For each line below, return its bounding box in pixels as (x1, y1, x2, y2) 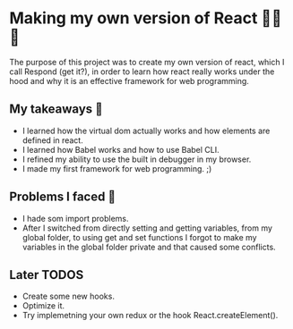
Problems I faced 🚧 (9, 190, 116, 205)
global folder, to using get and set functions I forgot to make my (22, 232, 257, 242)
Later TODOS (9, 267, 84, 283)
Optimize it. (22, 300, 65, 311)
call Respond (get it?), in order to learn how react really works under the (9, 66, 275, 77)
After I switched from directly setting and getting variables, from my (22, 223, 273, 233)
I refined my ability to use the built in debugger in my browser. (22, 154, 252, 164)
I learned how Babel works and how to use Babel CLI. (22, 144, 220, 155)
